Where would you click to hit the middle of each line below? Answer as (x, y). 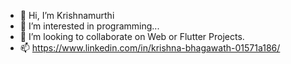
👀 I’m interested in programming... (89, 26)
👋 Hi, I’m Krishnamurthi (67, 15)
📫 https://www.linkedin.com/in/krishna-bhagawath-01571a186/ (150, 48)
